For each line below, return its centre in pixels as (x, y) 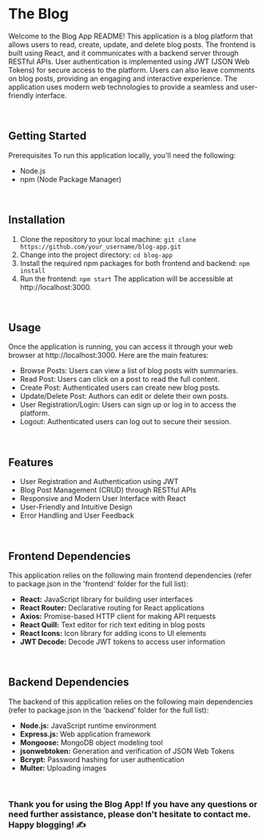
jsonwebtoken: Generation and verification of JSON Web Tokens (127, 751)
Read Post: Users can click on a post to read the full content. (119, 379)
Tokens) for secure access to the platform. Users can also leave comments (132, 70)
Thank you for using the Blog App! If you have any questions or (133, 804)
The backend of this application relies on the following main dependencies (131, 701)
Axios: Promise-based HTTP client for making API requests (118, 616)
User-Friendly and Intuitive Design (76, 507)
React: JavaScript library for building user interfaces (106, 599)
